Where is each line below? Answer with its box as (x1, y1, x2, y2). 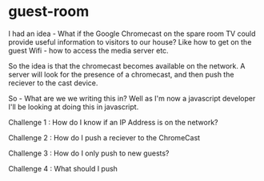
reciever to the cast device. (8, 78, 98, 88)
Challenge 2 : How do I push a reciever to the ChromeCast (8, 132, 201, 142)
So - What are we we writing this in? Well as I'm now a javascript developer (8, 93, 256, 103)
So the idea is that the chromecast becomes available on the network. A (8, 61, 246, 70)
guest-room (8, 2, 90, 21)
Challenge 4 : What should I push (8, 163, 118, 173)
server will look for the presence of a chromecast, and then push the (8, 69, 234, 79)
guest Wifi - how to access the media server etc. (8, 45, 170, 55)
